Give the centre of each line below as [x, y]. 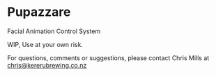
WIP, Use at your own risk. [45, 44]
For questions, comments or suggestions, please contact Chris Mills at [108, 58]
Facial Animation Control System [54, 31]
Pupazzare [39, 12]
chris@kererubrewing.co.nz [47, 65]
